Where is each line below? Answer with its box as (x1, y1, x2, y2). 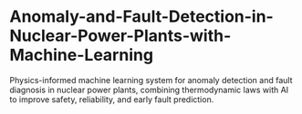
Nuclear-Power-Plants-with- (9, 25, 232, 46)
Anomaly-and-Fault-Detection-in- (9, 6, 274, 27)
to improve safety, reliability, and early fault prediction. (9, 93, 214, 105)
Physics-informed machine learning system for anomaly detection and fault (9, 74, 293, 85)
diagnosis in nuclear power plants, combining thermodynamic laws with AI (9, 84, 289, 95)
